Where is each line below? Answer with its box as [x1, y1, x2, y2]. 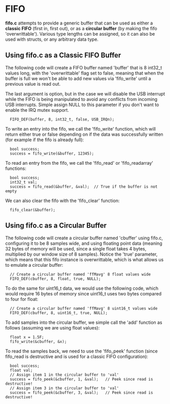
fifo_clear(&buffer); [10, 207, 56, 212]
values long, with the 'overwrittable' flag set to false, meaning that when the [5, 70, 164, 76]
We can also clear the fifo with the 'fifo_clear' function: [5, 197, 120, 204]
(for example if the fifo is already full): [5, 136, 84, 143]
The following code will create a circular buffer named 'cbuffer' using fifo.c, [5, 235, 163, 241]
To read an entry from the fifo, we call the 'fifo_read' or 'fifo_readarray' [5, 160, 154, 166]
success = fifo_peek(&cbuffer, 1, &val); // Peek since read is [10, 376, 153, 382]
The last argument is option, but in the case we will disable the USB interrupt [5, 90, 165, 97]
